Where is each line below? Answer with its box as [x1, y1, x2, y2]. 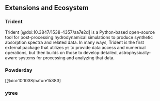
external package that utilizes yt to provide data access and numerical [5, 44, 146, 50]
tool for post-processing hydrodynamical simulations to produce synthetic [5, 34, 153, 40]
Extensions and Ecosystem [5, 4, 89, 12]
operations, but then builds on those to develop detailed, [5, 50, 118, 55]
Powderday [5, 67, 32, 74]
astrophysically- [118, 50, 151, 55]
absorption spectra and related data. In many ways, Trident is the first [5, 39, 144, 45]
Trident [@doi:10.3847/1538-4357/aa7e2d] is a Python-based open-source [5, 29, 155, 35]
